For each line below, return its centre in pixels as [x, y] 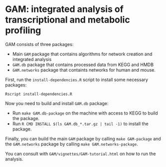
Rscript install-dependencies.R [39, 94]
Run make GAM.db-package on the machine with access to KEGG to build [85, 113]
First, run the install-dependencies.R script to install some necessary [77, 79]
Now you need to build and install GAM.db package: [57, 103]
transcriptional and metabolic [68, 20]
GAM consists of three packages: [39, 44]
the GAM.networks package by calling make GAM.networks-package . [72, 144]
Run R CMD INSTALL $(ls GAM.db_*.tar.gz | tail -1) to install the [80, 123]
